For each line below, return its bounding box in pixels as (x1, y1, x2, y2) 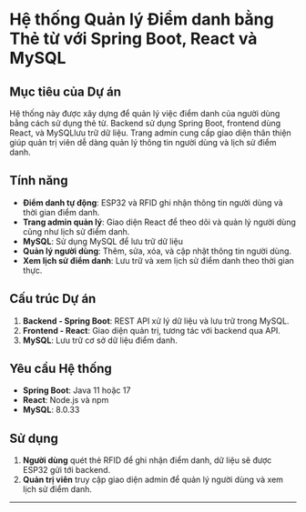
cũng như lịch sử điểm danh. (22, 226, 130, 236)
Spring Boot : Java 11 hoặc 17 (22, 385, 131, 396)
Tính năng (9, 173, 68, 188)
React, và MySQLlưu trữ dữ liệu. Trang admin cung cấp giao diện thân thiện (9, 127, 291, 138)
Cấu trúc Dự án (9, 291, 97, 306)
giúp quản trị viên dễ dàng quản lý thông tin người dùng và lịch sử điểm (9, 137, 277, 147)
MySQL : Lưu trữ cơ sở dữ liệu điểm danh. (22, 335, 178, 346)
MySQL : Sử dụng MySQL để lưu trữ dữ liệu (22, 236, 184, 246)
